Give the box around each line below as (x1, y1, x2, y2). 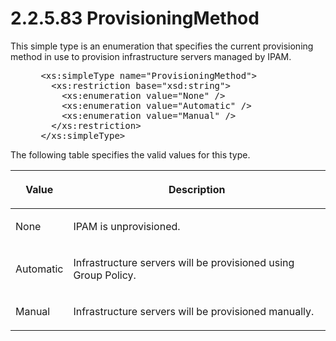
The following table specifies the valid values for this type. (10, 148, 251, 161)
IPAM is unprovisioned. (73, 219, 181, 233)
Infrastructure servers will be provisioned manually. (73, 304, 315, 318)
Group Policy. (73, 268, 137, 282)
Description (168, 182, 226, 196)
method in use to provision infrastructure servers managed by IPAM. (10, 50, 292, 62)
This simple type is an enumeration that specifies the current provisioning (10, 40, 314, 52)
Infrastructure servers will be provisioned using (73, 255, 295, 269)
